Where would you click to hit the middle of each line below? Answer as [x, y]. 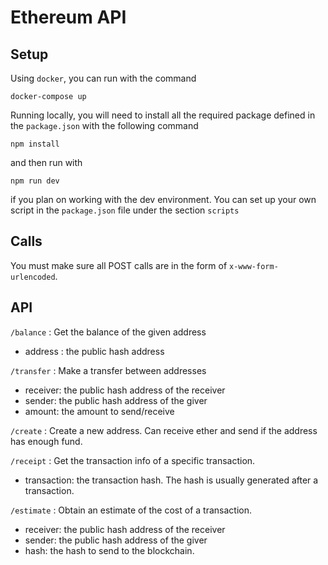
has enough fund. [46, 441]
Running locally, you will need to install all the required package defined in [163, 115]
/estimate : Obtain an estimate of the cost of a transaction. [131, 510]
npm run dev [35, 181]
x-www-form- [254, 266]
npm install [35, 144]
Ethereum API [68, 17]
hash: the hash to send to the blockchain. [109, 550]
